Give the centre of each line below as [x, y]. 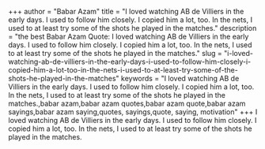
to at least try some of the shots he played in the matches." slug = [115, 53]
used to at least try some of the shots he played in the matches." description [132, 28]
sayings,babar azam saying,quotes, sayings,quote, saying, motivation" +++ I [133, 112]
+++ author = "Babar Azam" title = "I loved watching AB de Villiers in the [126, 11]
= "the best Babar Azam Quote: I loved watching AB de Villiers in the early [129, 36]
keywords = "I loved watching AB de [180, 78]
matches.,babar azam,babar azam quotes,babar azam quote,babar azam [127, 103]
